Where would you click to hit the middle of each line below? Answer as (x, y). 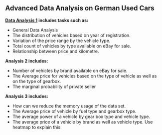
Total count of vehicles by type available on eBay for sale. (72, 46)
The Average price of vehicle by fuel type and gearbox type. (74, 111)
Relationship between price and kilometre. (56, 51)
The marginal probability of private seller (54, 86)
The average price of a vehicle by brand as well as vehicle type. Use (82, 121)
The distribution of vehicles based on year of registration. (71, 35)
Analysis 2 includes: (27, 61)
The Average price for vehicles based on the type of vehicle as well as (84, 76)
